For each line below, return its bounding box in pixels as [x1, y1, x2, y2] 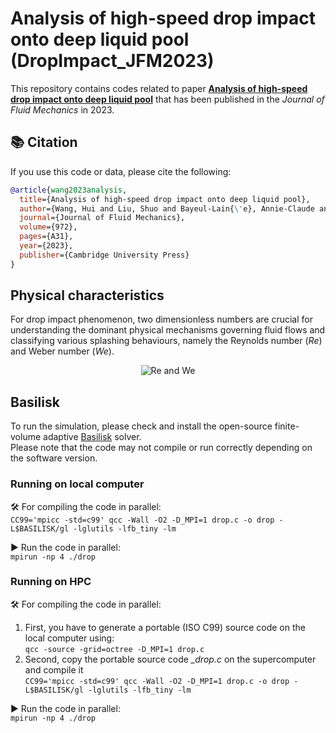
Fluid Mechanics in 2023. [10, 103, 115, 116]
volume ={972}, [19, 222, 78, 232]
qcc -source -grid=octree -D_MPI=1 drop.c [24, 644, 205, 654]
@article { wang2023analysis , [10, 185, 128, 195]
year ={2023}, [19, 241, 74, 251]
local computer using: [24, 632, 115, 644]
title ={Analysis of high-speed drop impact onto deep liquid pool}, [19, 194, 311, 204]
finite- [274, 420, 300, 432]
